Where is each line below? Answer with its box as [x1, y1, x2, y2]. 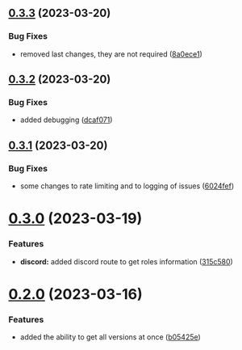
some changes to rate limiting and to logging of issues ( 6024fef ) [19, 181, 235, 191]
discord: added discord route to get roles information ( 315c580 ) [19, 256, 234, 266]
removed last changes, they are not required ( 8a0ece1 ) [19, 48, 203, 59]
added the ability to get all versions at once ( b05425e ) [19, 332, 202, 342]
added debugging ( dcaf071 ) [19, 115, 113, 124]
